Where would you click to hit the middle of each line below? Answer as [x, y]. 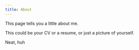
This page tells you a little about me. [42, 23]
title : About [18, 9]
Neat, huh [15, 42]
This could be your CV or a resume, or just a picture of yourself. [70, 33]
